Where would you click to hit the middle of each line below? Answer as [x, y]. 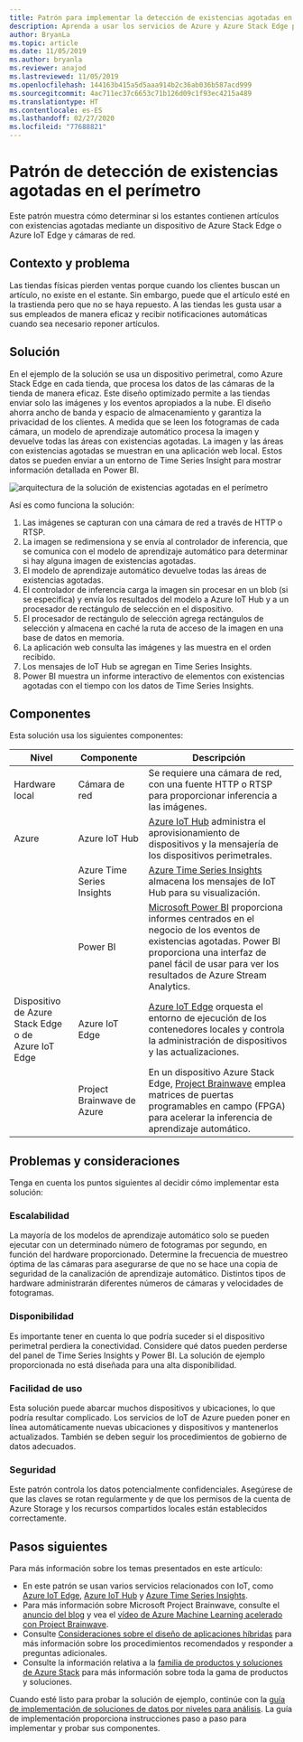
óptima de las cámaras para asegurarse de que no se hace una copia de [143, 1264]
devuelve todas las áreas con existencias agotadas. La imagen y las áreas [147, 441]
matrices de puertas [191, 1095]
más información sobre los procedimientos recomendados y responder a [158, 1644]
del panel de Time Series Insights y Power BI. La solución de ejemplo [138, 1355]
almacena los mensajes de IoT [212, 882]
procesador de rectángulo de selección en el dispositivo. [128, 609]
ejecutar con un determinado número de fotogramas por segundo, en [138, 1245]
